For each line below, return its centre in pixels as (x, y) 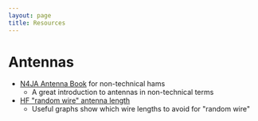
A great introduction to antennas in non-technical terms (123, 93)
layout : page (30, 15)
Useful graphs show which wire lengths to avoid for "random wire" (141, 109)
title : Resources (37, 23)
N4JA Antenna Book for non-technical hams (92, 84)
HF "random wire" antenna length (75, 100)
